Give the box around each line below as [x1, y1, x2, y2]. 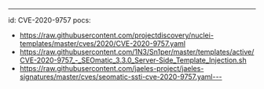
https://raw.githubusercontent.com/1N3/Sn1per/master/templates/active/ [19, 48, 255, 56]
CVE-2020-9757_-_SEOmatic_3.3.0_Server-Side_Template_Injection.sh [19, 55, 247, 65]
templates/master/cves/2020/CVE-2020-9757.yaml [19, 39, 186, 48]
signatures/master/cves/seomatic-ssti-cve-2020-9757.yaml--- [19, 72, 222, 81]
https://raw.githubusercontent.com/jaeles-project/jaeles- [19, 64, 204, 73]
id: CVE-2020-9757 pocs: [8, 16, 92, 24]
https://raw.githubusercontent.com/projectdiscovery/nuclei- [19, 30, 214, 40]
